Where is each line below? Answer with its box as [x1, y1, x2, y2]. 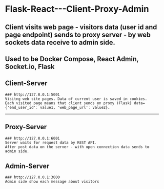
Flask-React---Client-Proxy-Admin [5, 3, 149, 15]
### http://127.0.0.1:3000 [5, 175, 60, 180]
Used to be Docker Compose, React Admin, [5, 55, 139, 63]
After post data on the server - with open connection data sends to [5, 144, 150, 149]
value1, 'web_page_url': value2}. [40, 105, 110, 110]
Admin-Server [5, 162, 50, 170]
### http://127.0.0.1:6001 [5, 136, 60, 141]
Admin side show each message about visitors [5, 179, 99, 184]
